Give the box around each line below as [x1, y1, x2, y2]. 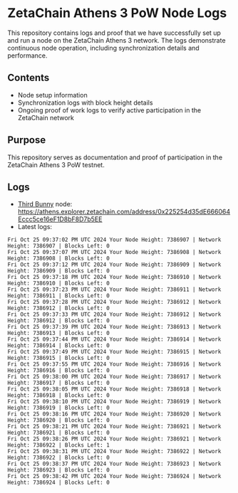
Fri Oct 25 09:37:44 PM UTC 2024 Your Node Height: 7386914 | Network [7, 336, 222, 343]
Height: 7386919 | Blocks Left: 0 [7, 404, 110, 412]
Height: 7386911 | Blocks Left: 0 [7, 292, 110, 299]
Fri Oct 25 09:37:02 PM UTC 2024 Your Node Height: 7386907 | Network [7, 236, 222, 243]
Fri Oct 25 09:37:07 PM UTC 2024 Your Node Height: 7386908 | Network [7, 249, 222, 256]
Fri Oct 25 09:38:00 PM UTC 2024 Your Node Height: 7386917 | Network [7, 373, 222, 381]
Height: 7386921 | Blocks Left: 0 [7, 429, 110, 437]
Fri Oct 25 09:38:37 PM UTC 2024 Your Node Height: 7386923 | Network [7, 460, 222, 467]
